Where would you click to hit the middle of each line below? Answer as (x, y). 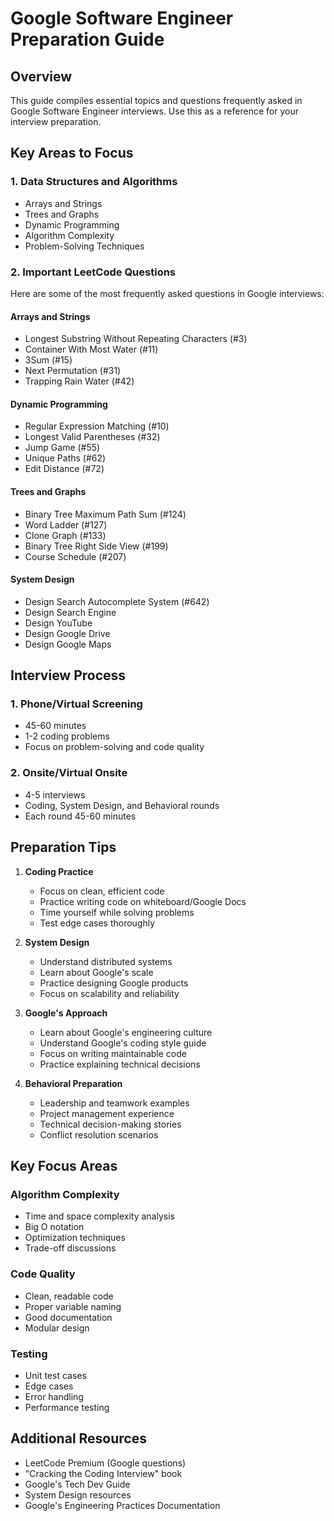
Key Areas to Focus (72, 153)
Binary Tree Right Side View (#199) (96, 546)
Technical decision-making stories (110, 1124)
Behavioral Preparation (73, 1083)
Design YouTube (58, 623)
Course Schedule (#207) (75, 556)
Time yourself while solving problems (117, 912)
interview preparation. (56, 121)
